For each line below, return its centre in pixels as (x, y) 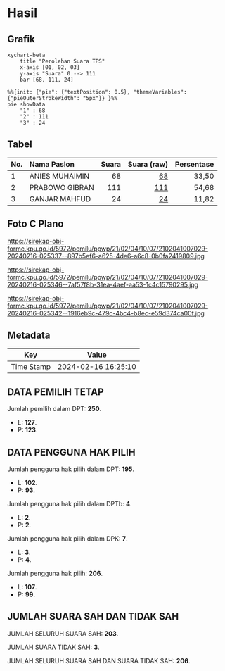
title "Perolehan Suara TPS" (63, 61)
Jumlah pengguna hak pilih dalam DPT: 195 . (71, 469)
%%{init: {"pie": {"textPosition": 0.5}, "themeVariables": (97, 92)
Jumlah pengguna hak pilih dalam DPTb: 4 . (70, 504)
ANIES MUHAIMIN (59, 176)
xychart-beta (26, 55)
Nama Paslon (52, 164)
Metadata (29, 335)
